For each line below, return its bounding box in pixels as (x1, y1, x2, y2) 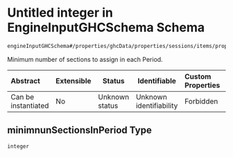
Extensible (55, 76, 92, 85)
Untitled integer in (7, 5, 113, 21)
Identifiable (137, 76, 177, 85)
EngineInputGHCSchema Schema (7, 19, 205, 35)
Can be (10, 92, 35, 101)
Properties (184, 80, 221, 90)
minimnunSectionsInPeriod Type (7, 124, 153, 136)
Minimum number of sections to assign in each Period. (7, 55, 163, 63)
